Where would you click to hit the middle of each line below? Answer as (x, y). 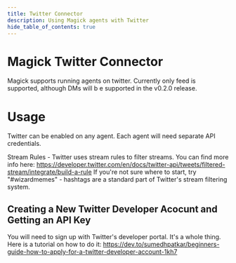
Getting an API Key (49, 220)
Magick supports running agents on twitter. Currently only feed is (101, 81)
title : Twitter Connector (45, 14)
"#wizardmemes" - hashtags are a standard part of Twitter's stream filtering (117, 180)
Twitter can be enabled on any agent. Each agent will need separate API (111, 136)
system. (19, 187)
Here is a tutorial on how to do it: (54, 244)
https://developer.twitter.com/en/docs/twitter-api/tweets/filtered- (131, 165)
